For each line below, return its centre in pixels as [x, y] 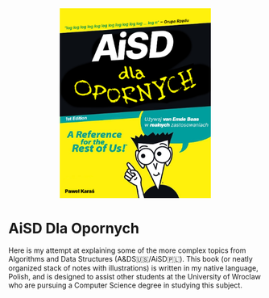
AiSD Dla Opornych [74, 228]
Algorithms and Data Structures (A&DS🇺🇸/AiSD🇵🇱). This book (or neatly [131, 259]
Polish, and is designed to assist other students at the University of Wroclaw [135, 277]
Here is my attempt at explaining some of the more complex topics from [127, 250]
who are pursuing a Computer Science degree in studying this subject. [126, 285]
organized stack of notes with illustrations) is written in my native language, [134, 268]
